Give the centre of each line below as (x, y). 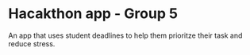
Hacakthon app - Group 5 (93, 14)
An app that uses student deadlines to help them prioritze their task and (125, 35)
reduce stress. (32, 43)
